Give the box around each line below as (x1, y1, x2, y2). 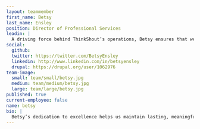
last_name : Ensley (6, 20, 52, 26)
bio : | (6, 108, 23, 114)
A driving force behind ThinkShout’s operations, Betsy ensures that (11, 36, 187, 42)
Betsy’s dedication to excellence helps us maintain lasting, (11, 114, 169, 119)
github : (11, 48, 31, 54)
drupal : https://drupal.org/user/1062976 (11, 64, 116, 70)
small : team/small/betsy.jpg (11, 75, 84, 81)
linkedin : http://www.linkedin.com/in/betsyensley (11, 58, 140, 64)
